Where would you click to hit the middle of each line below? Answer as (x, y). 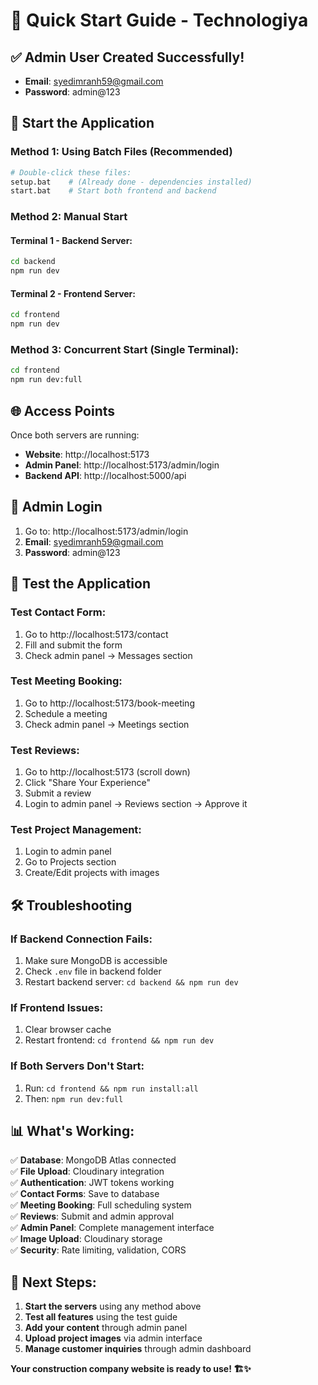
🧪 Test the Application (80, 584)
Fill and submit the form (73, 645)
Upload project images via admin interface (113, 1338)
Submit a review (58, 793)
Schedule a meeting (66, 713)
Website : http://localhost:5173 (87, 454)
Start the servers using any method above (113, 1306)
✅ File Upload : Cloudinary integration (87, 1171)
